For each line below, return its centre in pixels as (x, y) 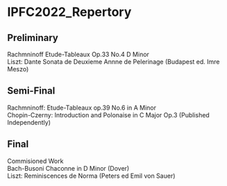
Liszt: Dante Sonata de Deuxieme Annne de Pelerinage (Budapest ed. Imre (113, 62)
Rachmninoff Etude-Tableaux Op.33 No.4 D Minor (78, 54)
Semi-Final (31, 91)
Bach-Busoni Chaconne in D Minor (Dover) (68, 168)
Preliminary (33, 38)
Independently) (29, 122)
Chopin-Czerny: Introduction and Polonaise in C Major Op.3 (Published (108, 115)
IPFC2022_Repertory (69, 12)
